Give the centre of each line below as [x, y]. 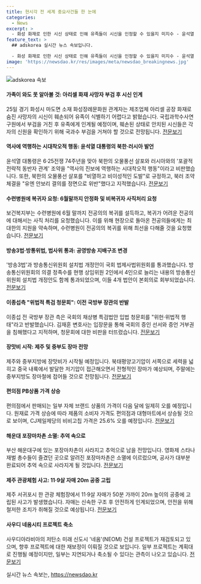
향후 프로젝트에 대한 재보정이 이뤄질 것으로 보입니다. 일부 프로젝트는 [98, 546]
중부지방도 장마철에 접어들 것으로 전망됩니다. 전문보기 [69, 376]
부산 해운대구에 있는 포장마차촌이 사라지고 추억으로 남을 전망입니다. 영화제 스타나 [101, 450]
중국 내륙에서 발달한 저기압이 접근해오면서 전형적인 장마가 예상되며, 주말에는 [106, 369]
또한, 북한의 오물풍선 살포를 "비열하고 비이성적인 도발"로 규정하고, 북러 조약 [107, 176]
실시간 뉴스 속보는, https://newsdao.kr [52, 574]
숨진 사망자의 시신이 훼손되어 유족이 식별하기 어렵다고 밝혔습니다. [82, 116]
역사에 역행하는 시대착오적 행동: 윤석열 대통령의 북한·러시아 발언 [80, 146]
